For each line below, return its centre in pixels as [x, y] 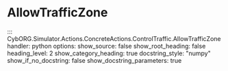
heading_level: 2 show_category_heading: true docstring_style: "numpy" [109, 53]
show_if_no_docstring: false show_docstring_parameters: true [94, 60]
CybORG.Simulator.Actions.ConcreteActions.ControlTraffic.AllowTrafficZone [114, 38]
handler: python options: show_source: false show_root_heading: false [106, 46]
